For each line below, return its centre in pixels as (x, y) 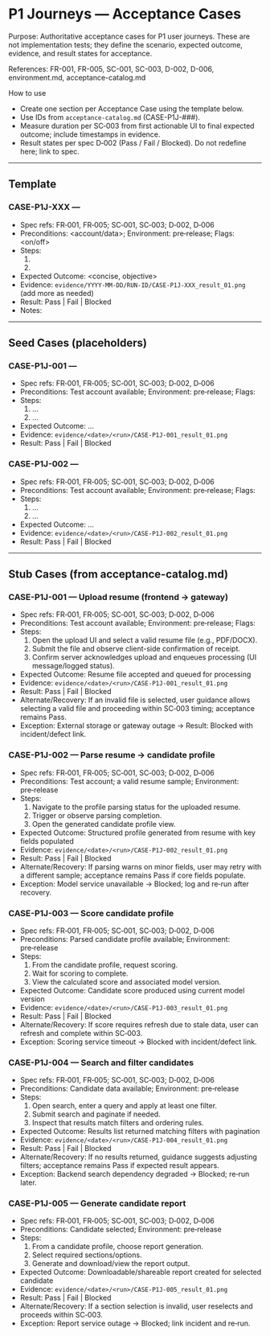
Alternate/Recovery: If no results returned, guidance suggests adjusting (138, 1157)
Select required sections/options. (87, 1255)
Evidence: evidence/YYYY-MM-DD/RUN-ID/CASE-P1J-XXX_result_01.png (133, 284)
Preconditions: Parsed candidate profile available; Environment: (125, 939)
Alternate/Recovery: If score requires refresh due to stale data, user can (139, 1024)
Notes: (31, 310)
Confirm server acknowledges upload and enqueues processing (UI (144, 657)
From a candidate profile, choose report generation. (117, 1247)
